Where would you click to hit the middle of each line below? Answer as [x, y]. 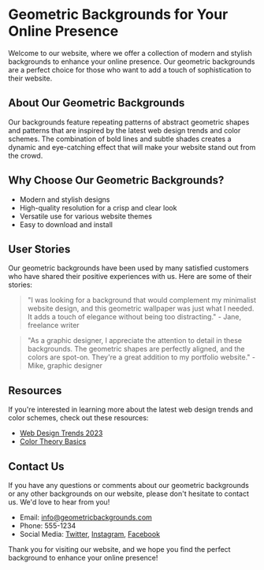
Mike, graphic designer [65, 366]
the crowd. [26, 155]
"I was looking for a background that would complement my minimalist [141, 300]
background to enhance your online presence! [83, 558]
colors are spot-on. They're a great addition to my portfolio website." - [141, 357]
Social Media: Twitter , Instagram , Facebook [89, 534]
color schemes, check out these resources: [78, 418]
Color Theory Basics [53, 441]
